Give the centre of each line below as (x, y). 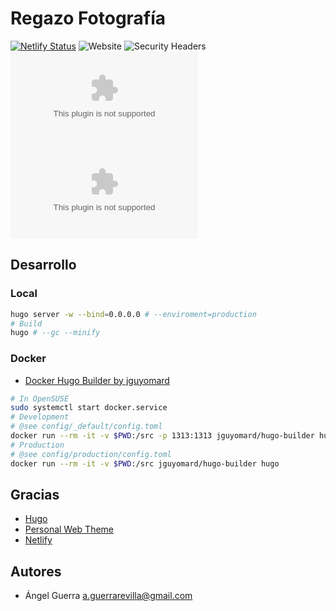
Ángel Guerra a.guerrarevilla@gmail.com (108, 596)
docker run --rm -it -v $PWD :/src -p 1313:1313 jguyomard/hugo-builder (162, 436)
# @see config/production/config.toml (91, 454)
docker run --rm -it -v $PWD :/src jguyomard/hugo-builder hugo (145, 463)
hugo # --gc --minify (55, 333)
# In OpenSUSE (40, 398)
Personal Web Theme (69, 529)
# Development (40, 417)
